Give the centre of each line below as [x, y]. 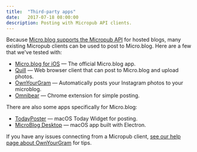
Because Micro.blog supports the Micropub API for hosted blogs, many [93, 40]
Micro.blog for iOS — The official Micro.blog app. [75, 64]
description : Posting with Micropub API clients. [69, 23]
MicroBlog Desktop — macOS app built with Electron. [80, 125]
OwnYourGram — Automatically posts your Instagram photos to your [99, 83]
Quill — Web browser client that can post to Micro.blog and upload [97, 70]
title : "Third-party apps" [41, 12]
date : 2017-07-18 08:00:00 [42, 17]
